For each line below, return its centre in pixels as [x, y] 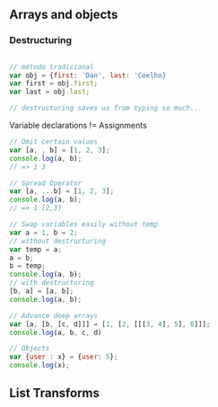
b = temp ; [28, 266]
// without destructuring [57, 241]
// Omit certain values [54, 142]
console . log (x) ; [39, 366]
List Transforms [55, 393]
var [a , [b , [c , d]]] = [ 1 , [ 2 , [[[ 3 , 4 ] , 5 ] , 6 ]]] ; [110, 324]
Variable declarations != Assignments [78, 126]
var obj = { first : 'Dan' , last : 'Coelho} [88, 75]
